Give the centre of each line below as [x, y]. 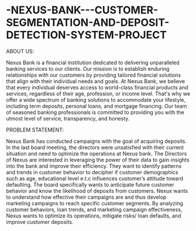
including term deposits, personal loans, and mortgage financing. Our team [97, 106]
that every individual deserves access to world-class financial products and [97, 87]
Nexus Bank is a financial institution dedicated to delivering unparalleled [93, 63]
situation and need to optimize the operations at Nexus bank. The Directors [97, 153]
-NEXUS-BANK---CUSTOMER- [82, 10]
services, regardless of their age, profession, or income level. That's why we [98, 94]
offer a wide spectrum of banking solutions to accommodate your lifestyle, [96, 99]
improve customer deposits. [40, 222]
